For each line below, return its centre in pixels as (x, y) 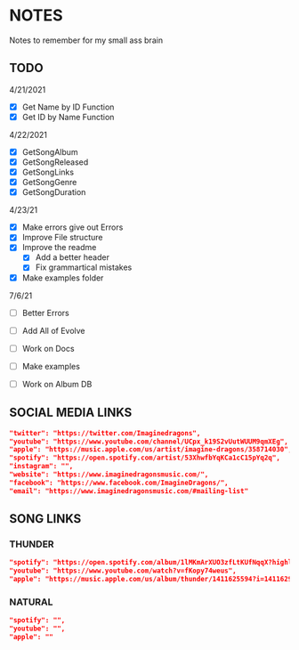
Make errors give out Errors (73, 227)
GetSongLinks (48, 172)
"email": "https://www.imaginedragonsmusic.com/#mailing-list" (129, 491)
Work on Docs (48, 348)
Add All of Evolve (54, 330)
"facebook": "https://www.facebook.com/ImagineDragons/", (119, 483)
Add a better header (72, 257)
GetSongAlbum (50, 151)
